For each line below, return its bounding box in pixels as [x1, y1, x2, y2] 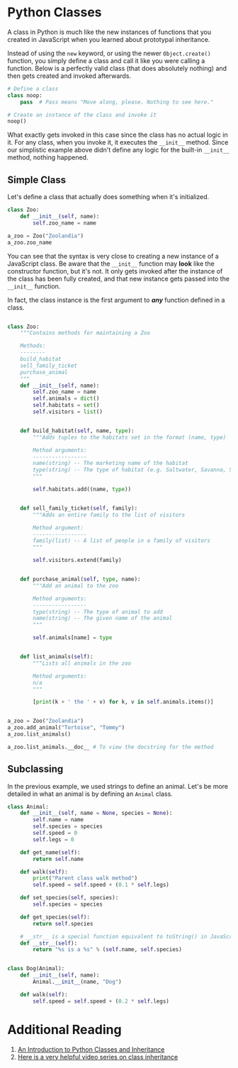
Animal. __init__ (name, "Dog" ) [33, 979, 122, 986]
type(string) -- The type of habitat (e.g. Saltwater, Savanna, [33, 466, 227, 473]
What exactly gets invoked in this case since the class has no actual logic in [7, 130, 228, 139]
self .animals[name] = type [33, 634, 113, 641]
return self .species [33, 920, 93, 927]
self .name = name [33, 816, 84, 824]
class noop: [7, 91, 42, 99]
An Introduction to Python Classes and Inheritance [17, 1045, 165, 1053]
